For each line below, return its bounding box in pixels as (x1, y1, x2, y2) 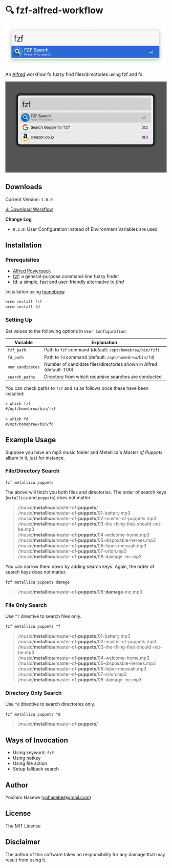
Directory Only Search (5, 689, 62, 697)
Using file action (12, 760, 48, 766)
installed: (5, 390, 25, 397)
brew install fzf (5, 299, 42, 305)
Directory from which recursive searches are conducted (44, 373, 162, 380)
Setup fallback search (12, 766, 59, 772)
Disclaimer (5, 838, 40, 846)
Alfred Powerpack (12, 268, 51, 274)
